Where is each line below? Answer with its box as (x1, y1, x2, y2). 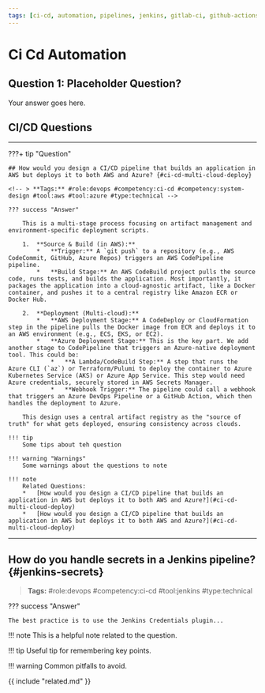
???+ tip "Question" (8, 149, 72, 159)
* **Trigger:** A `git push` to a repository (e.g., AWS (36, 247, 235, 255)
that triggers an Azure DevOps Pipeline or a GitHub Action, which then (8, 393, 252, 401)
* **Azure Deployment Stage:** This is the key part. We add (36, 337, 248, 345)
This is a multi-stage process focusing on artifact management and (22, 220, 252, 228)
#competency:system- (177, 185, 245, 194)
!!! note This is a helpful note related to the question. (8, 631, 177, 640)
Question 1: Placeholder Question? (8, 77, 182, 91)
